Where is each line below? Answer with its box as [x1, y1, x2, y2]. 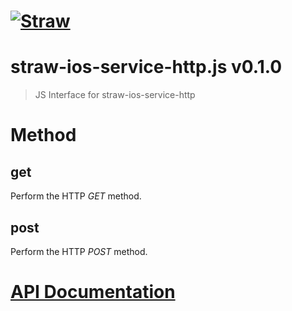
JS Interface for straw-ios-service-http [34, 89, 196, 101]
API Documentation [10, 281, 176, 304]
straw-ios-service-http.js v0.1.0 [10, 56, 283, 79]
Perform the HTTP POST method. [10, 245, 148, 257]
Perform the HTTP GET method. [10, 190, 142, 202]
